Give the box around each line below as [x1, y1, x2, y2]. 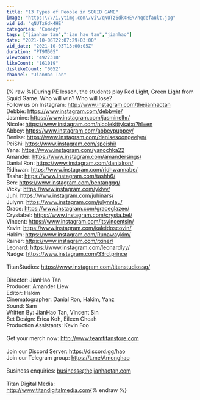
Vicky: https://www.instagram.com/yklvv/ [6, 186, 110, 193]
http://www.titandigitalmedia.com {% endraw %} [6, 387, 127, 394]
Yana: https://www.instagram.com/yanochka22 [6, 147, 125, 154]
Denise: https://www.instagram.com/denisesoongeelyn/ [6, 134, 147, 141]
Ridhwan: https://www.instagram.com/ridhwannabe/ [6, 166, 138, 173]
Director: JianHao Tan [6, 276, 62, 284]
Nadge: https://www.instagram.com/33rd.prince [6, 250, 127, 258]
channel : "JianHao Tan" [6, 71, 67, 78]
